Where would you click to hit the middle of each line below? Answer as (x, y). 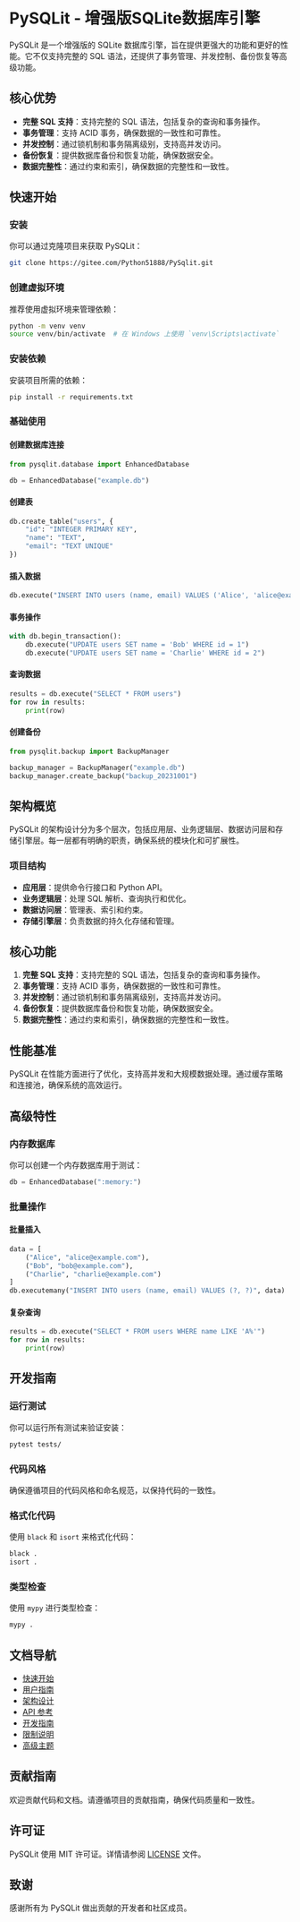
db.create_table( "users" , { (62, 521)
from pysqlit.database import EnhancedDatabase (100, 464)
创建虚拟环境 (37, 287)
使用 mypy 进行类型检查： (55, 1608)
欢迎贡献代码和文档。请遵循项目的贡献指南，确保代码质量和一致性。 (134, 1799)
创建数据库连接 (37, 445)
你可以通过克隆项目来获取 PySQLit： (76, 246)
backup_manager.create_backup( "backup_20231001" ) (104, 776)
